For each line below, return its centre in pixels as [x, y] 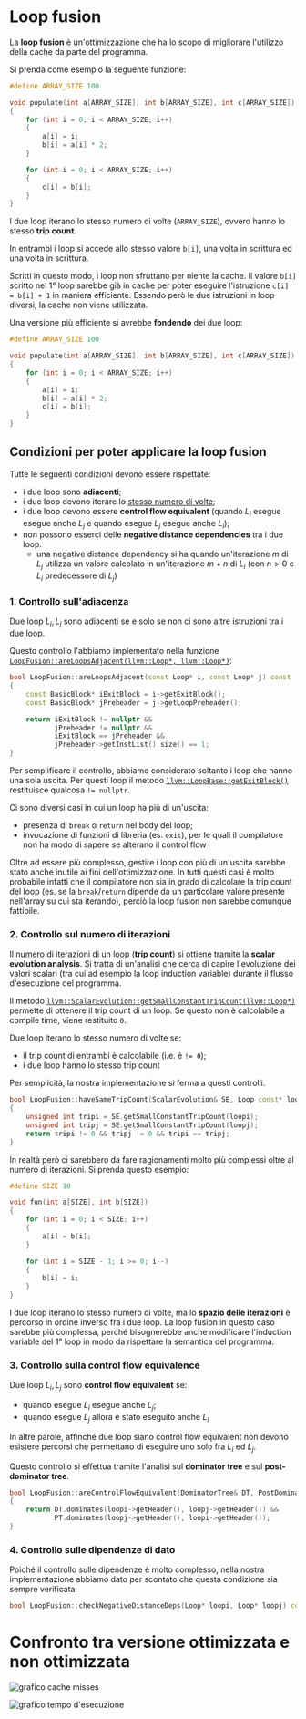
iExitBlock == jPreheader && [110, 736]
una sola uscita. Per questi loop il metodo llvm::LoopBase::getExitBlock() [149, 781]
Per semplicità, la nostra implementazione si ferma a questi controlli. [138, 1083]
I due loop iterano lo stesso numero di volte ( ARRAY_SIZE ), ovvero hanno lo [147, 222]
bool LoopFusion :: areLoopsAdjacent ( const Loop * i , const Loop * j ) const [150, 678]
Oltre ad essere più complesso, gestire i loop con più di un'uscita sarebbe [148, 863]
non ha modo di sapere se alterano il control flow [114, 844]
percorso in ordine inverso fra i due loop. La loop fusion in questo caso [142, 1322]
